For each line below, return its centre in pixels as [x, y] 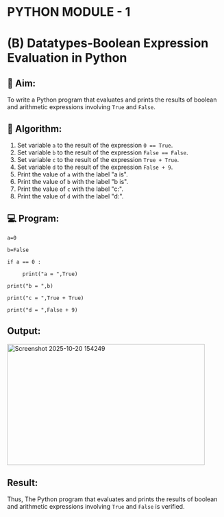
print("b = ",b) [30, 286]
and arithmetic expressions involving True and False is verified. [96, 507]
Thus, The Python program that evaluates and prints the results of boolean [112, 499]
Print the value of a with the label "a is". [72, 174]
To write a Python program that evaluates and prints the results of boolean [112, 100]
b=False [18, 250]
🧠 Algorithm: [35, 129]
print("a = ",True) [50, 274]
